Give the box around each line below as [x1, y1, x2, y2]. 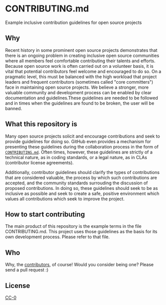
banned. [5, 105, 22, 111]
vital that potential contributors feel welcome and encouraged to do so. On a [5, 68, 162, 74]
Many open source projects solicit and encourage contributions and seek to [5, 133, 160, 139]
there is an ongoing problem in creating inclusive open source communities [5, 52, 160, 58]
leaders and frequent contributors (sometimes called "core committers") [5, 79, 154, 85]
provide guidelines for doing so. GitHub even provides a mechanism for [5, 138, 152, 145]
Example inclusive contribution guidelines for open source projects [5, 19, 142, 25]
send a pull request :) [5, 267, 49, 273]
